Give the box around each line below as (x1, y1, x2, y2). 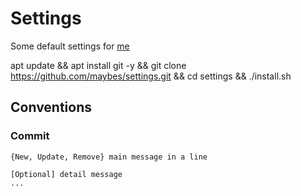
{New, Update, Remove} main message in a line (10, 152, 208, 162)
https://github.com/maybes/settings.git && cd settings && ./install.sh (10, 70, 292, 82)
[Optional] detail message (10, 169, 123, 179)
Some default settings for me (10, 40, 130, 52)
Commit (10, 129, 50, 143)
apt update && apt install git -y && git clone (10, 59, 187, 71)
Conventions (10, 99, 93, 116)
